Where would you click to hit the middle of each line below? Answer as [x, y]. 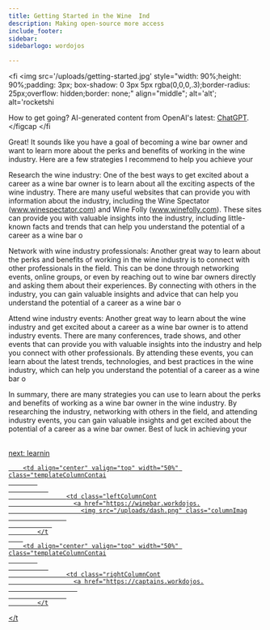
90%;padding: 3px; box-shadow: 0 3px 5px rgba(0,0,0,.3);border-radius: [129, 85]
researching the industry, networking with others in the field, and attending [133, 412]
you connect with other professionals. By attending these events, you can [131, 353]
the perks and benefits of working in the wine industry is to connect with [129, 259]
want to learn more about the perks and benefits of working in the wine [127, 151]
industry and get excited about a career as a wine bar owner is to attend [128, 327]
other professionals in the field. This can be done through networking [124, 268]
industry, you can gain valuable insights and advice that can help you [123, 294]
